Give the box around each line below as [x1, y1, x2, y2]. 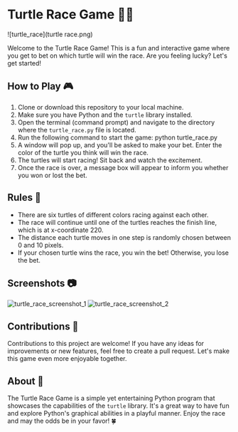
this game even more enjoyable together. [7, 354, 127, 363]
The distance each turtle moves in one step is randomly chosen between [17, 233, 231, 241]
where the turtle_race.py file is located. [17, 125, 136, 134]
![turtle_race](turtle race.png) [7, 30, 94, 38]
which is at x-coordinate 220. [17, 226, 104, 234]
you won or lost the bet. [17, 171, 87, 179]
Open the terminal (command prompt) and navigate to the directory [17, 117, 215, 127]
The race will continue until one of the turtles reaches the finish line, [17, 218, 217, 226]
